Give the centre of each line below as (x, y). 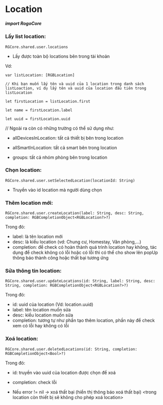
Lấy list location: (25, 37)
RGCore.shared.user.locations (37, 47)
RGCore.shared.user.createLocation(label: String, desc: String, (74, 213)
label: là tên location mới (37, 237)
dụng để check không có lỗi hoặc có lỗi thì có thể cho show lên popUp (85, 253)
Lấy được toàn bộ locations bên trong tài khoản (61, 56)
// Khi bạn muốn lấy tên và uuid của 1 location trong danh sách (74, 84)
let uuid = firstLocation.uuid (38, 119)
